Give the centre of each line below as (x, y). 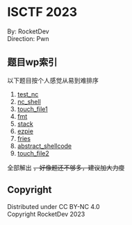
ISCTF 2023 (42, 12)
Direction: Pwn (28, 38)
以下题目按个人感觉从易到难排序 (53, 80)
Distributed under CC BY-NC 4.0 (53, 206)
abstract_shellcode (44, 146)
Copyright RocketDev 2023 (46, 214)
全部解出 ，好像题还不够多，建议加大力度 (66, 167)
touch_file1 (32, 109)
